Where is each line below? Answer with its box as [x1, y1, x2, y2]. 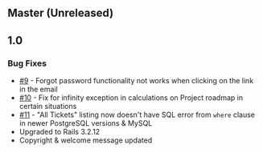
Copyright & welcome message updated [18, 135, 153, 145]
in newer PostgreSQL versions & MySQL [18, 119, 153, 128]
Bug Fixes [7, 58, 47, 69]
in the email [18, 84, 58, 95]
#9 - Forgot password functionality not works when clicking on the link [18, 76, 254, 86]
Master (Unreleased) [7, 6, 114, 20]
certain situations [18, 102, 77, 111]
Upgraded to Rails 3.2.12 [18, 127, 101, 137]
